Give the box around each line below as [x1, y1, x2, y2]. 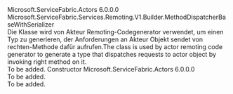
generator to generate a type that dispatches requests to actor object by [7, 51, 216, 58]
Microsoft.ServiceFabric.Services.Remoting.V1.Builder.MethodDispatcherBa [7, 13, 227, 21]
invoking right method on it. [7, 58, 87, 66]
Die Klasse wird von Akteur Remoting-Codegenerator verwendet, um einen [7, 28, 224, 36]
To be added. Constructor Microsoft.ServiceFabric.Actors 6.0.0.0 [7, 65, 195, 73]
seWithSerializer [7, 20, 55, 29]
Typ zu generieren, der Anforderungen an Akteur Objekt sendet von [7, 35, 204, 43]
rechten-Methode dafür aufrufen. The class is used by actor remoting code [7, 43, 223, 51]
